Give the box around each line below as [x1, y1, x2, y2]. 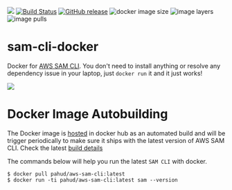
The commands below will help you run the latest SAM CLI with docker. [7, 157, 208, 165]
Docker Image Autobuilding [7, 106, 168, 122]
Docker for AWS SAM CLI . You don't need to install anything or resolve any [7, 61, 221, 70]
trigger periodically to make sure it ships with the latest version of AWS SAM [7, 136, 225, 144]
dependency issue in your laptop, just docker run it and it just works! [7, 69, 203, 77]
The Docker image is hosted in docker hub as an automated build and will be [7, 129, 226, 137]
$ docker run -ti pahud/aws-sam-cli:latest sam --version [7, 176, 178, 183]
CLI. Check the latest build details [7, 144, 103, 152]
